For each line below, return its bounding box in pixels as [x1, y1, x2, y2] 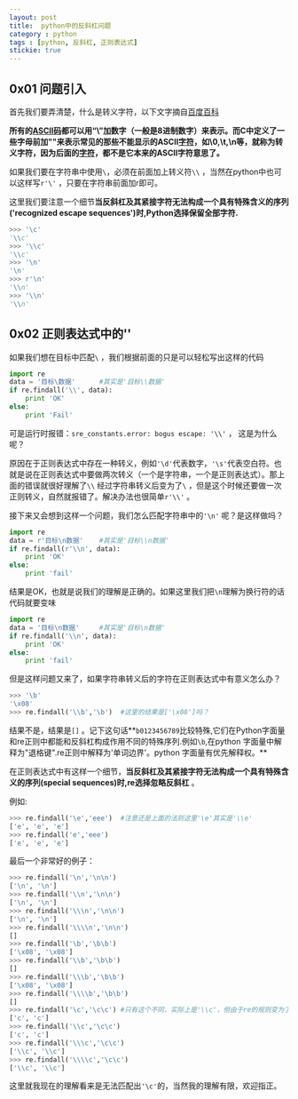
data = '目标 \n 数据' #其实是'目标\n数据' [9, 623, 166, 632]
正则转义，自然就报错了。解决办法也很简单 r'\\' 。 [9, 490, 195, 502]
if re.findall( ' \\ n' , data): [9, 632, 117, 641]
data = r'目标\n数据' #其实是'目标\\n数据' [9, 536, 170, 545]
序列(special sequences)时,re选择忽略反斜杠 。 [24, 776, 200, 787]
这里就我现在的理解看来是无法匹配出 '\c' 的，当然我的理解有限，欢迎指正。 [9, 1080, 282, 1091]
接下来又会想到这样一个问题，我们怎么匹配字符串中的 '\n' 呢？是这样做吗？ [9, 510, 284, 521]
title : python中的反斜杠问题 [9, 21, 112, 30]
